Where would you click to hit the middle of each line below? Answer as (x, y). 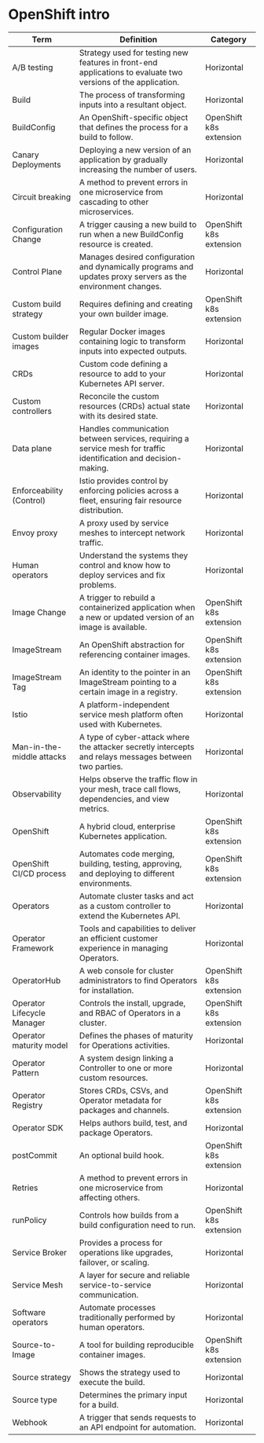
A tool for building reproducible (136, 1345)
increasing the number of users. (138, 169)
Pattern (26, 1072)
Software (29, 1312)
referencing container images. (135, 654)
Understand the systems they (134, 555)
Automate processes (117, 1307)
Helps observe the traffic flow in (138, 779)
